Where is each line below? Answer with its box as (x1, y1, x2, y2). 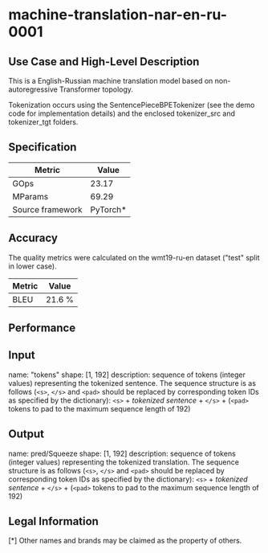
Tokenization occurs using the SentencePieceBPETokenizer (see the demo (8, 100, 255, 109)
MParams (12, 190, 49, 202)
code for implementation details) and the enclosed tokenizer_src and (8, 109, 235, 118)
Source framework (12, 203, 83, 215)
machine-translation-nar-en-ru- (8, 6, 227, 24)
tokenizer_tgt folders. (8, 117, 79, 126)
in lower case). (8, 261, 58, 271)
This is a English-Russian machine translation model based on (8, 76, 213, 85)
